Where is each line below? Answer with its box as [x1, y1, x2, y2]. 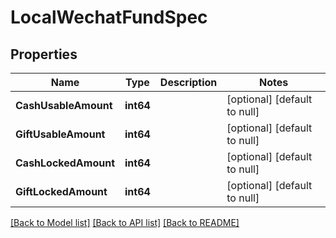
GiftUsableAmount [15, 127, 106, 141]
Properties [10, 46, 78, 63]
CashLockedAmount [15, 156, 115, 170]
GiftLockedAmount [15, 185, 108, 198]
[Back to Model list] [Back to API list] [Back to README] [10, 217, 240, 228]
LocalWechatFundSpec [10, 6, 208, 29]
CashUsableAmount [15, 99, 113, 112]
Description [159, 76, 218, 89]
